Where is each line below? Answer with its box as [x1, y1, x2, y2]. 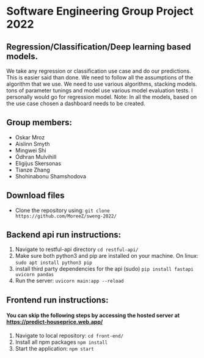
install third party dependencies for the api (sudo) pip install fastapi [15, 265, 194, 272]
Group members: [6, 117, 72, 128]
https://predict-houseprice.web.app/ [6, 318, 103, 326]
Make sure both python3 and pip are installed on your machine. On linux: [15, 252, 199, 260]
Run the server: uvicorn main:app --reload [15, 277, 124, 285]
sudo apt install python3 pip [15, 260, 93, 266]
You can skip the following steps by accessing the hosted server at [6, 312, 180, 319]
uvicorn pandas [15, 272, 54, 278]
